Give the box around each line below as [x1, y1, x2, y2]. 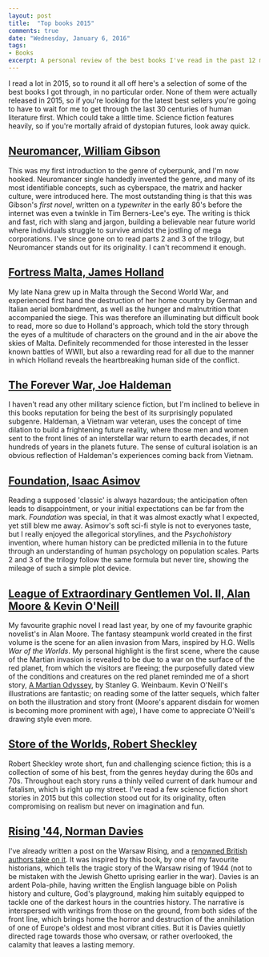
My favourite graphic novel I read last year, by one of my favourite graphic [8, 620, 253, 630]
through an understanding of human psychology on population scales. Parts [8, 546, 259, 556]
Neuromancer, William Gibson [8, 144, 161, 158]
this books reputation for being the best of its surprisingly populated [8, 408, 234, 418]
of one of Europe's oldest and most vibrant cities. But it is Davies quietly [8, 923, 246, 932]
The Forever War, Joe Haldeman [8, 378, 172, 391]
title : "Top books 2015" [8, 19, 94, 27]
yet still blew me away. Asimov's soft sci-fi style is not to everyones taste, [8, 521, 251, 530]
